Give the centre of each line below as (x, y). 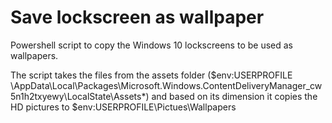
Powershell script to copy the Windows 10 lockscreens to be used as (151, 45)
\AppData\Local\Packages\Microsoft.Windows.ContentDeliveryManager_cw (166, 85)
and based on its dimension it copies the (234, 96)
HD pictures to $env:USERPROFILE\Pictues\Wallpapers (123, 107)
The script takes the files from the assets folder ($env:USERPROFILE (151, 75)
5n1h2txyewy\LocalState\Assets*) (80, 96)
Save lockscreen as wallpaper (137, 17)
